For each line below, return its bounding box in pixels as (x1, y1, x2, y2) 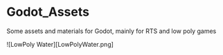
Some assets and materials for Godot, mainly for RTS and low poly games (6, 27, 217, 35)
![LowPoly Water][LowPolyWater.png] (6, 40, 114, 48)
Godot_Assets (6, 4, 89, 20)
